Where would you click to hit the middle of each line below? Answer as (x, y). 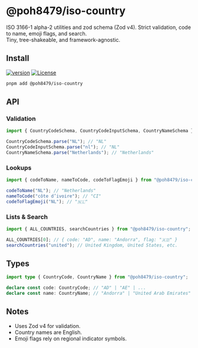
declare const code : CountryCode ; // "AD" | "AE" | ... (76, 288)
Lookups (19, 168)
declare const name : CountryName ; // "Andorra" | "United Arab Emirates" (99, 294)
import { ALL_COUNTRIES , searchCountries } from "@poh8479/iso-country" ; (99, 229)
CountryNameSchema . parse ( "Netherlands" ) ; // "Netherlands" (80, 152)
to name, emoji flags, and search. (47, 33)
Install (18, 58)
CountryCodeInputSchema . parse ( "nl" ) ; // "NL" (63, 147)
